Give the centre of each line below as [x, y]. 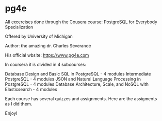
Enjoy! [11, 113]
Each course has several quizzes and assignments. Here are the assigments [81, 98]
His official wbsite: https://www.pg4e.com [47, 55]
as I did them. [19, 104]
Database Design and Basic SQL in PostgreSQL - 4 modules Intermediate [78, 74]
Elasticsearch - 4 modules [31, 89]
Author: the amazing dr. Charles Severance [48, 45]
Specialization [19, 27]
